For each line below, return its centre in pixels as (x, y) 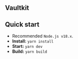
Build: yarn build (30, 52)
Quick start (22, 24)
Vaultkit (17, 8)
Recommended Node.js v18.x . (43, 36)
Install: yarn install (33, 41)
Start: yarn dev (27, 46)
